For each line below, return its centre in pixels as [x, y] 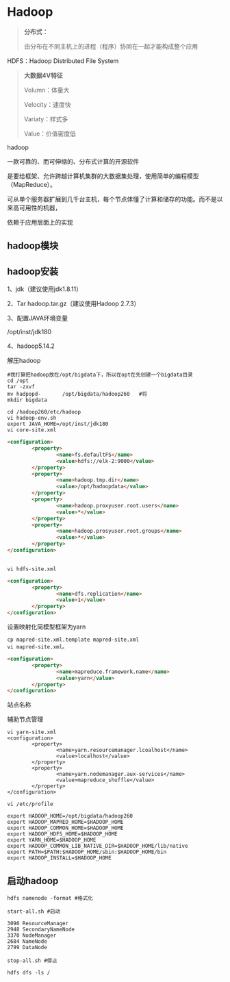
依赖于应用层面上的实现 [40, 222]
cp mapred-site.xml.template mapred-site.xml [73, 640]
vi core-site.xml [32, 430]
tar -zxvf [21, 387]
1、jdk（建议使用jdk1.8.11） [44, 289]
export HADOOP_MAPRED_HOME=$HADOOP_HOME [66, 822]
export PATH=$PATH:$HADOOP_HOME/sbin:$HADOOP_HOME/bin [87, 852]
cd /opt [18, 381]
